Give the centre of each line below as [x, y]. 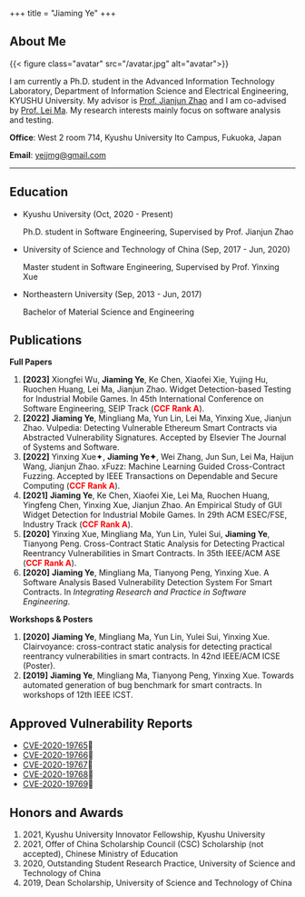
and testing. [32, 120]
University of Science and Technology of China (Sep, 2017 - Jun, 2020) [156, 249]
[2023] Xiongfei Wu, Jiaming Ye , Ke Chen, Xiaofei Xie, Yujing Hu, [145, 380]
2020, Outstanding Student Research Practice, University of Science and [159, 863]
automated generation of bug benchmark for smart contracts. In [142, 685]
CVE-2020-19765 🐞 [58, 745]
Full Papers [31, 362]
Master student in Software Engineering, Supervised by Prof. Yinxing [151, 266]
